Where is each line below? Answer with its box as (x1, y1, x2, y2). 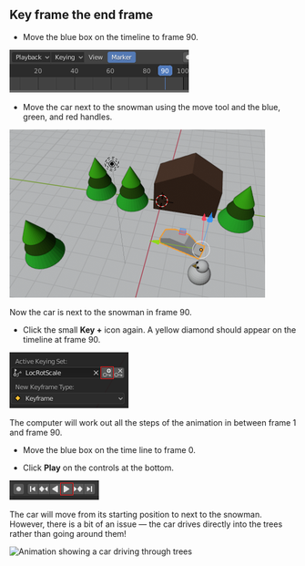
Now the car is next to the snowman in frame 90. (9, 306, 193, 317)
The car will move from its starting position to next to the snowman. (9, 509, 262, 520)
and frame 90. (9, 427, 63, 437)
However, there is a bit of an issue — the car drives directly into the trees (9, 519, 283, 530)
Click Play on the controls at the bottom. (22, 462, 175, 473)
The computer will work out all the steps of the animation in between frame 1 (9, 417, 297, 427)
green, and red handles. (22, 111, 113, 122)
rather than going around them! (9, 528, 127, 539)
